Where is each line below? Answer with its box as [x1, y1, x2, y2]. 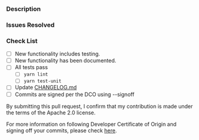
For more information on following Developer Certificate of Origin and [6, 120, 177, 127]
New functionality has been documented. [14, 57, 117, 64]
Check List [6, 36, 38, 45]
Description [6, 5, 41, 13]
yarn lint [23, 71, 49, 77]
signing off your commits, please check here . [6, 127, 117, 134]
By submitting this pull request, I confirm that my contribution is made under [6, 102, 193, 110]
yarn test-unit [23, 78, 61, 85]
